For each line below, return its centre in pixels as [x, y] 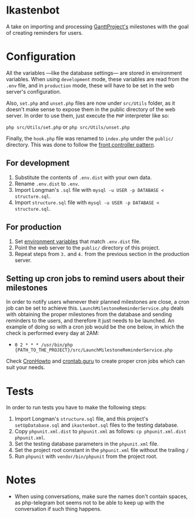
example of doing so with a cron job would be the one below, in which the [95, 327]
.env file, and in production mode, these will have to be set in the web [90, 85]
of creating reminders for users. [45, 32]
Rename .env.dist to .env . [47, 184]
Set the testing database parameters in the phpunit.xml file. [86, 444]
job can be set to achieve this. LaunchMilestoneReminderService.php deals [95, 308]
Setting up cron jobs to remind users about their [95, 278]
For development [38, 163]
